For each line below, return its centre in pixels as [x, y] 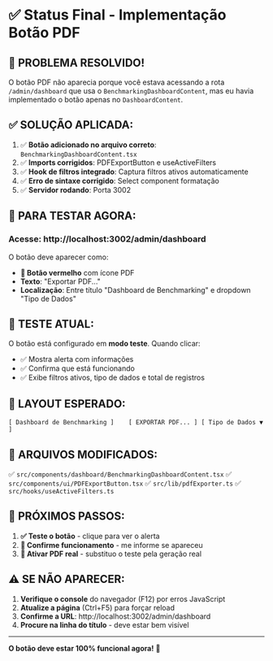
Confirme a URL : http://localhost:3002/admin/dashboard [115, 616]
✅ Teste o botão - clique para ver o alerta [90, 536]
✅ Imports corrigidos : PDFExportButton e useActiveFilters [118, 162]
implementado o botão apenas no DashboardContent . [96, 100]
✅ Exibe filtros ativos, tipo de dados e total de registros [113, 378]
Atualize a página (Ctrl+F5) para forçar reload [97, 607]
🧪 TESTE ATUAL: [52, 324]
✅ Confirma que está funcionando [78, 368]
